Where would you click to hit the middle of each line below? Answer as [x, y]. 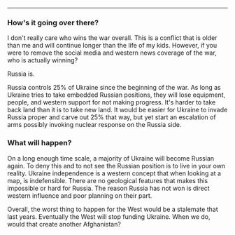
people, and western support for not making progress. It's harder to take [112, 102]
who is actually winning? [43, 60]
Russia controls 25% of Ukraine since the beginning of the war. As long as [114, 88]
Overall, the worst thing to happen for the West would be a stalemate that [113, 209]
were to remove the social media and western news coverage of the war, [112, 53]
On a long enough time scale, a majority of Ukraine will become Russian [111, 158]
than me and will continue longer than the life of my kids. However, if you [112, 46]
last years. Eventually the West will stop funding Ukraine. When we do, [109, 216]
